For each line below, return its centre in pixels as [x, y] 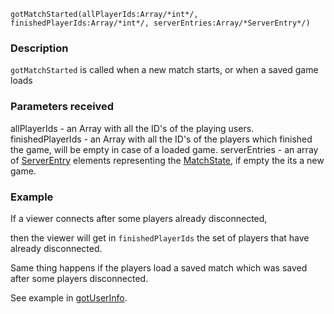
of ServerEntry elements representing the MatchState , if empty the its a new [167, 160]
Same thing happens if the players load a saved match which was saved [159, 267]
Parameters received [62, 107]
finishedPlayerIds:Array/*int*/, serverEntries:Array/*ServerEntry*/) [160, 23]
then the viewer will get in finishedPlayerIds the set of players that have [160, 237]
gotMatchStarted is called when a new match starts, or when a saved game [164, 70]
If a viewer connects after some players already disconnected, [139, 218]
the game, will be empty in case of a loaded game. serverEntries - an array [164, 149]
